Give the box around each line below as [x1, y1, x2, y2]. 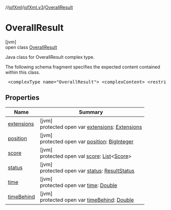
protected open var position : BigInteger [40, 138, 134, 145]
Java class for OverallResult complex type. [5, 54, 95, 60]
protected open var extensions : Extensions [40, 123, 142, 130]
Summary [78, 109, 103, 116]
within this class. [5, 69, 40, 75]
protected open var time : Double [40, 182, 118, 189]
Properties [5, 93, 40, 102]
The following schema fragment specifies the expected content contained [5, 63, 160, 70]
